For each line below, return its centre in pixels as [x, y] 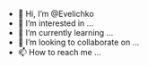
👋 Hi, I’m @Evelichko [56, 14]
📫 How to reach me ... [59, 52]
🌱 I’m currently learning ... [65, 33]
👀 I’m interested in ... [56, 23]
